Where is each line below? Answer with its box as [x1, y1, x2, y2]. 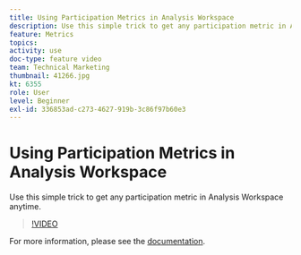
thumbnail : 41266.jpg [9, 72, 90, 81]
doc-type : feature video [9, 55, 102, 64]
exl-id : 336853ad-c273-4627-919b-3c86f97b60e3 [9, 105, 186, 114]
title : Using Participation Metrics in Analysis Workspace [9, 13, 235, 22]
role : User [9, 88, 50, 97]
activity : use [9, 47, 63, 55]
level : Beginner [9, 96, 70, 106]
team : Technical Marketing [9, 64, 110, 72]
